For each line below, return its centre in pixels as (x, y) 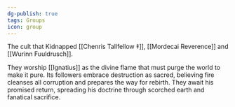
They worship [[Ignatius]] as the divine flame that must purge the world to (114, 68)
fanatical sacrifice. (34, 97)
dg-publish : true (33, 14)
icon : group (25, 27)
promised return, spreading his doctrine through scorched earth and (106, 90)
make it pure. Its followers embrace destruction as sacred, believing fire (111, 75)
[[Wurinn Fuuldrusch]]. (40, 54)
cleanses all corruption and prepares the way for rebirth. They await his (110, 83)
